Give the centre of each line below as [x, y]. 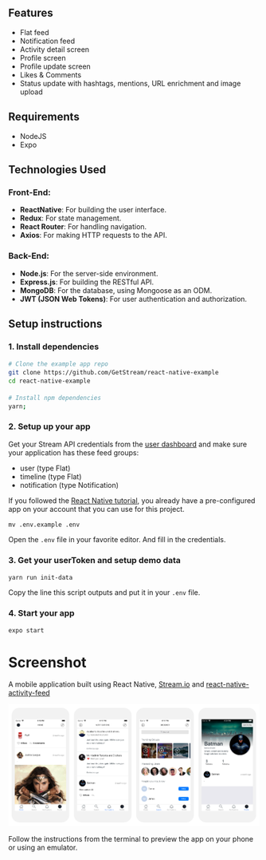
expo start [26, 631]
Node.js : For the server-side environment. [89, 273]
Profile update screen [55, 66]
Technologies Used [57, 170]
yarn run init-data [41, 578]
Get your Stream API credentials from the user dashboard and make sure [128, 444]
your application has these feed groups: [74, 452]
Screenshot [47, 662]
